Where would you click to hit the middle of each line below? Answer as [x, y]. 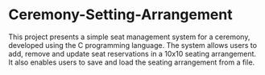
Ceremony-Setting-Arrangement [120, 15]
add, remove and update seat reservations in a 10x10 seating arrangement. [132, 53]
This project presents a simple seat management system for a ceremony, [129, 37]
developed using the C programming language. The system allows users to [133, 45]
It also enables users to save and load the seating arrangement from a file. [132, 62]
